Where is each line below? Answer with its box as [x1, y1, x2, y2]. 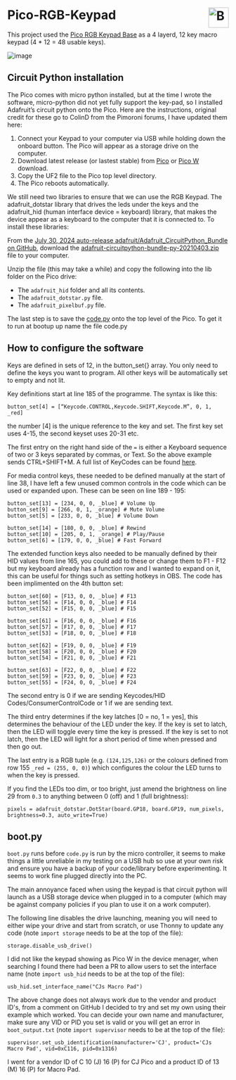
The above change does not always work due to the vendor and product [7, 996, 216, 1004]
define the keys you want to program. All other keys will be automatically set [7, 368, 228, 376]
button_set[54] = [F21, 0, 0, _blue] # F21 [7, 654, 137, 661]
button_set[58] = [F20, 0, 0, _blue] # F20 [7, 648, 137, 655]
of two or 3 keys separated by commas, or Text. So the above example [7, 450, 212, 459]
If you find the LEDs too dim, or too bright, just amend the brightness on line [7, 784, 227, 793]
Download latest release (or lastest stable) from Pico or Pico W [17, 156, 199, 165]
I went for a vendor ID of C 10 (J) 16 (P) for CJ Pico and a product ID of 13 [7, 1057, 220, 1066]
